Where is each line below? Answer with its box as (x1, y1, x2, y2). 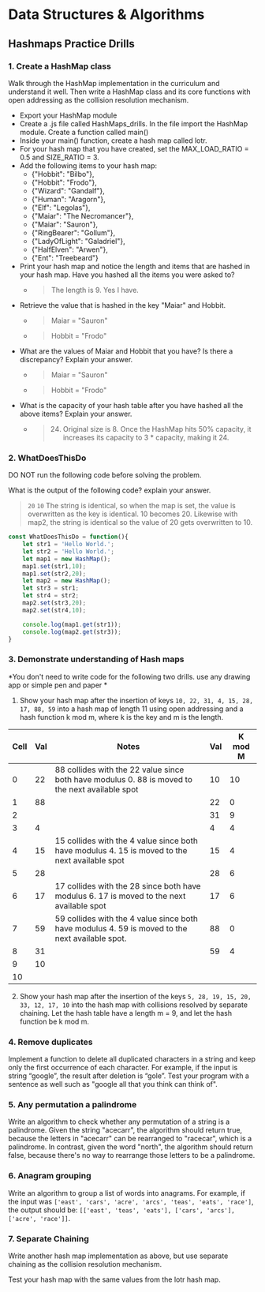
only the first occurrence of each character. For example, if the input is (8, 1063, 238, 1073)
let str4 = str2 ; (22, 592, 80, 600)
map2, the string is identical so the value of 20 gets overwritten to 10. (27, 518, 253, 527)
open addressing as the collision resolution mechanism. (8, 95, 189, 104)
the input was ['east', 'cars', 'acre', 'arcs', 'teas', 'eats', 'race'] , (8, 1197, 254, 1206)
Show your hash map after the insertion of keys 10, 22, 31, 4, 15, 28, (19, 695, 254, 705)
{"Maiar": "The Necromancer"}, (31, 211, 134, 220)
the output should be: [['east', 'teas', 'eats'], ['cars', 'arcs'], (8, 1205, 235, 1215)
